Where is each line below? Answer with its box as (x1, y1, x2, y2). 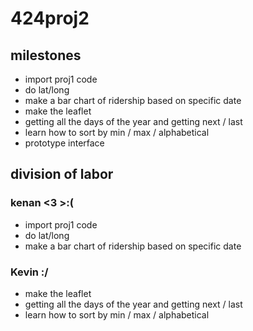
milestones (10, 47, 82, 64)
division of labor (10, 166, 114, 183)
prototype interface (24, 137, 105, 149)
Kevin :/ (10, 265, 49, 279)
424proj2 (10, 7, 90, 30)
